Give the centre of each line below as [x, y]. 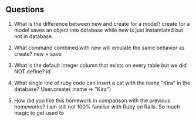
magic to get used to [39, 113]
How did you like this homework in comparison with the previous [92, 100]
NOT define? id [32, 71]
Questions [25, 10]
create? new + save [38, 54]
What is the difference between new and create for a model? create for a [102, 23]
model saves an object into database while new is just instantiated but [98, 30]
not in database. [33, 36]
